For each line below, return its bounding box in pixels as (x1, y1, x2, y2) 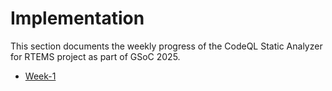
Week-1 (24, 70, 57, 82)
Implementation (10, 7, 145, 30)
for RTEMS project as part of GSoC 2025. (10, 50, 181, 62)
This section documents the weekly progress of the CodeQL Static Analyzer (10, 40, 323, 52)
